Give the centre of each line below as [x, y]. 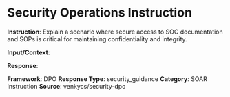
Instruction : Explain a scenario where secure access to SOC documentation [115, 32]
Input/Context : [29, 52]
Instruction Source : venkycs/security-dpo [66, 86]
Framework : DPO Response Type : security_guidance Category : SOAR [107, 79]
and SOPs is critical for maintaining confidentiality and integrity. [97, 39]
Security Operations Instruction [100, 13]
